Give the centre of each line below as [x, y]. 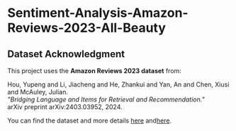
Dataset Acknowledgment [66, 54]
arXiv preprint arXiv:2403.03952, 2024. [65, 107]
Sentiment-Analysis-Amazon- [98, 13]
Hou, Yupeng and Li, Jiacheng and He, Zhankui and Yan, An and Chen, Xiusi [118, 85]
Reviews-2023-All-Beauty [87, 28]
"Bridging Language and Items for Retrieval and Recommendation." [106, 99]
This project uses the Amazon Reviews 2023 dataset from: [95, 71]
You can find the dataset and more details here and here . [90, 120]
